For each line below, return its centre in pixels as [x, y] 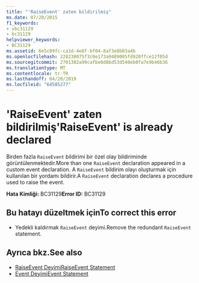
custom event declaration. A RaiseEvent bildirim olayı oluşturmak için [91, 169]
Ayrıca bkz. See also [44, 253]
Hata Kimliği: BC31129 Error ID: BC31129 [56, 194]
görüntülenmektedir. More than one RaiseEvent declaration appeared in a [96, 163]
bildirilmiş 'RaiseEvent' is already [90, 127]
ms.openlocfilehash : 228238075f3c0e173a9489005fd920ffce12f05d [87, 57]
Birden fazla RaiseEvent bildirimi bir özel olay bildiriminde [77, 157]
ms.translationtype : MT [36, 68]
